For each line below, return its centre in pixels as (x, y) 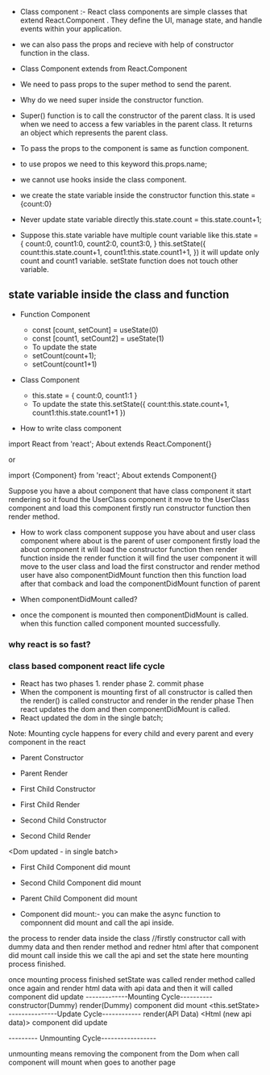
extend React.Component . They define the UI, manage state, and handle (141, 20)
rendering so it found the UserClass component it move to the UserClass (129, 499)
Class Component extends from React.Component (104, 69)
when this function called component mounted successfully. (120, 623)
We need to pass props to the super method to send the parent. (126, 84)
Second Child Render (55, 836)
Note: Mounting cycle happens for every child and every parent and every (131, 734)
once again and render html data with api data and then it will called (121, 989)
